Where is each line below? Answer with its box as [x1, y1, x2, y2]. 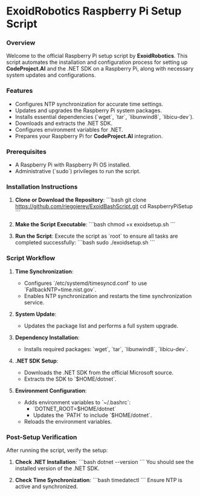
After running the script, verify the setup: [6, 447, 108, 454]
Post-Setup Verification [6, 433, 77, 441]
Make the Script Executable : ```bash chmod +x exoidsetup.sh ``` [15, 221, 176, 228]
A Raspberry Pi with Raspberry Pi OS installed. [15, 161, 131, 168]
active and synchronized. [15, 483, 79, 490]
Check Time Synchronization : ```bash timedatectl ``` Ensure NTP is [15, 476, 182, 483]
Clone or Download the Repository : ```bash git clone [15, 196, 147, 203]
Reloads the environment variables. [24, 418, 112, 425]
